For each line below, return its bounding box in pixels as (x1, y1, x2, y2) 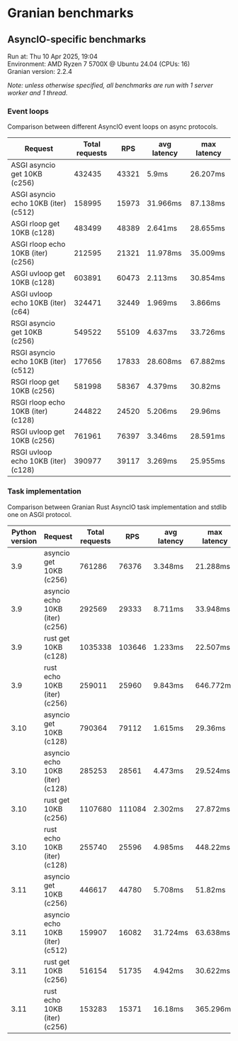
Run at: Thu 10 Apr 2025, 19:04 (7, 52, 98, 60)
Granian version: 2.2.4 (7, 68, 72, 75)
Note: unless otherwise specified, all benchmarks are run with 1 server (7, 81, 214, 90)
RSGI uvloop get (11, 427, 65, 437)
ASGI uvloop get (11, 269, 65, 279)
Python (11, 527, 37, 537)
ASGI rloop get (11, 219, 60, 229)
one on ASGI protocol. (7, 510, 72, 518)
